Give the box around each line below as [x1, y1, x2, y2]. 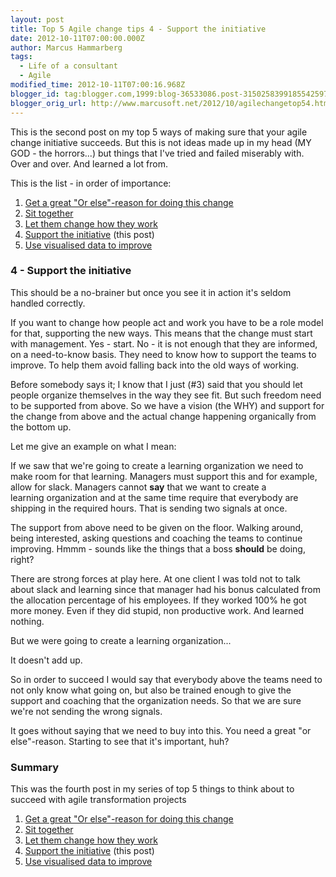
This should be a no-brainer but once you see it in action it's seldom [10, 286, 292, 298]
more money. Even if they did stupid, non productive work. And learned [10, 604, 305, 616]
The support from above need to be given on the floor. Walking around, [10, 521, 304, 533]
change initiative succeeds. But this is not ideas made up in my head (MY [10, 136, 312, 148]
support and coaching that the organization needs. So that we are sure [10, 694, 302, 706]
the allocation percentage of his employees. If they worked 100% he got [10, 594, 307, 606]
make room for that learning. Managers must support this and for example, [10, 470, 318, 482]
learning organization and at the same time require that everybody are [10, 491, 299, 503]
